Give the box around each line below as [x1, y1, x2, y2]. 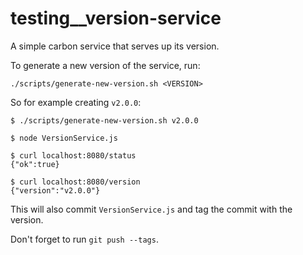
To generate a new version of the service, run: [10, 59, 201, 71]
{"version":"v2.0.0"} [10, 185, 101, 196]
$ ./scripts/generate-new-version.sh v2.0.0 [10, 115, 199, 126]
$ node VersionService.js [10, 133, 118, 143]
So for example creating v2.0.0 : [10, 96, 142, 108]
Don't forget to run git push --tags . [10, 233, 159, 245]
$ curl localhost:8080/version [10, 177, 141, 187]
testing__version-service [10, 7, 222, 30]
